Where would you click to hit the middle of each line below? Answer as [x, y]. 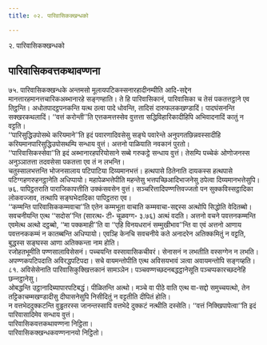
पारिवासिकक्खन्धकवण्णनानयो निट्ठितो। [56, 333]
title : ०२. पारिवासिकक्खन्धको [48, 16]
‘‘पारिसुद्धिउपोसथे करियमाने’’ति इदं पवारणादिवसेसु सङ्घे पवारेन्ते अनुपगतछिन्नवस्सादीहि [115, 135]
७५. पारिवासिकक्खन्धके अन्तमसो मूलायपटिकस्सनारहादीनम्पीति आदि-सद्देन [100, 90]
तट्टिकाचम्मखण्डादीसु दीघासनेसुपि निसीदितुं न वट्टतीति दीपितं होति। [90, 297]
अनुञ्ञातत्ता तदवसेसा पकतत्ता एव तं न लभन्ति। [67, 162]
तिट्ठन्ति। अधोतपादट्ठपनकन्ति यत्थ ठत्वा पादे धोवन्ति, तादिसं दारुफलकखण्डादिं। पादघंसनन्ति [122, 108]
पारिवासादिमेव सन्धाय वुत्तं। [42, 315]
